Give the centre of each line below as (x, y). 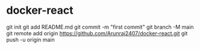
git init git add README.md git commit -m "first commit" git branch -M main (100, 27)
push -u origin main (31, 39)
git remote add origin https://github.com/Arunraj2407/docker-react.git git (97, 33)
